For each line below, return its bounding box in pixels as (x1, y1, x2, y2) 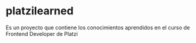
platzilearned (5, 4, 74, 18)
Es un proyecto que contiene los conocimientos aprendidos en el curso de (5, 24, 191, 31)
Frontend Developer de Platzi (5, 30, 78, 37)
